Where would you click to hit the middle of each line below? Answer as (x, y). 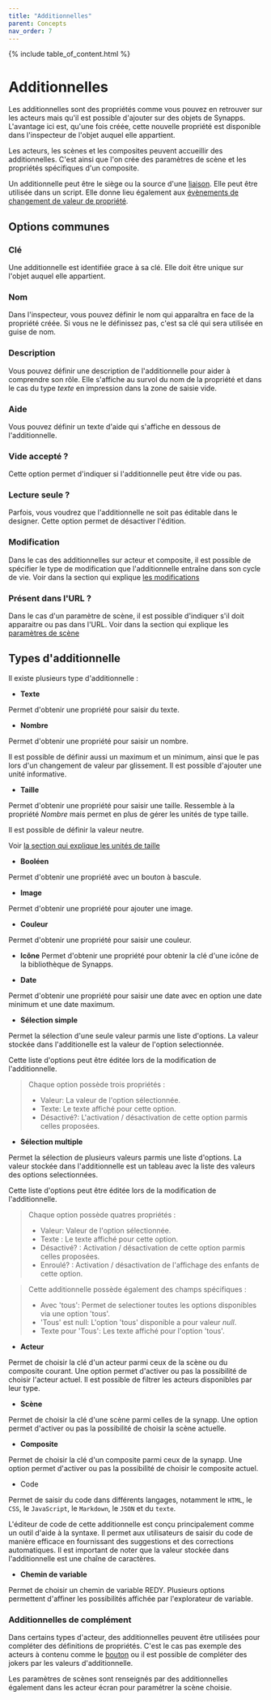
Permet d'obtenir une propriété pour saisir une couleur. (100, 940)
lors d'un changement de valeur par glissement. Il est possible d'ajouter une (135, 765)
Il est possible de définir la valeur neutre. (76, 829)
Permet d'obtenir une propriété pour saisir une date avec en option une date (135, 996)
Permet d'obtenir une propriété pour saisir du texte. (94, 709)
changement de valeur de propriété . (68, 201)
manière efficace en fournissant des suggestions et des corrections (121, 1541)
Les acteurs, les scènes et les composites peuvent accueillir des (116, 151)
